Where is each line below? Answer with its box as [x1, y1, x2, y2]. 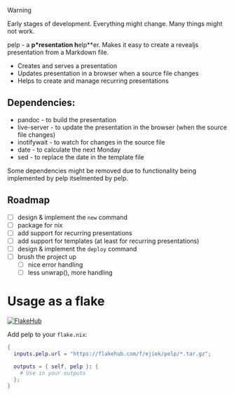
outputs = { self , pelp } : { [13, 363, 99, 370]
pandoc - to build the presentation [17, 115, 117, 124]
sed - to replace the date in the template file [17, 152, 144, 161]
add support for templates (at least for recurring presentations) [17, 237, 200, 245]
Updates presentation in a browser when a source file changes [17, 70, 199, 77]
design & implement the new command [17, 213, 128, 221]
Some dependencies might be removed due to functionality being [7, 166, 197, 175]
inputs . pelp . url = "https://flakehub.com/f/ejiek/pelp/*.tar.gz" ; [13, 350, 212, 357]
